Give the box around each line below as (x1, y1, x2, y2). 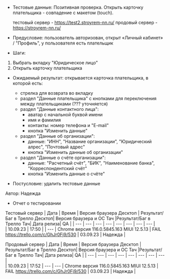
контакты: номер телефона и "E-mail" (27, 123, 109, 128)
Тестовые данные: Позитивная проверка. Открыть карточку (12, 5, 144, 10)
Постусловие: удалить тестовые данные (12, 181, 100, 186)
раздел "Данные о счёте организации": (20, 154, 106, 161)
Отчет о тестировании (12, 200, 61, 206)
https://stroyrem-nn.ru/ (12, 25, 61, 31)
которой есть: (12, 81, 43, 86)
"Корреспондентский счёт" (27, 166, 87, 171)
